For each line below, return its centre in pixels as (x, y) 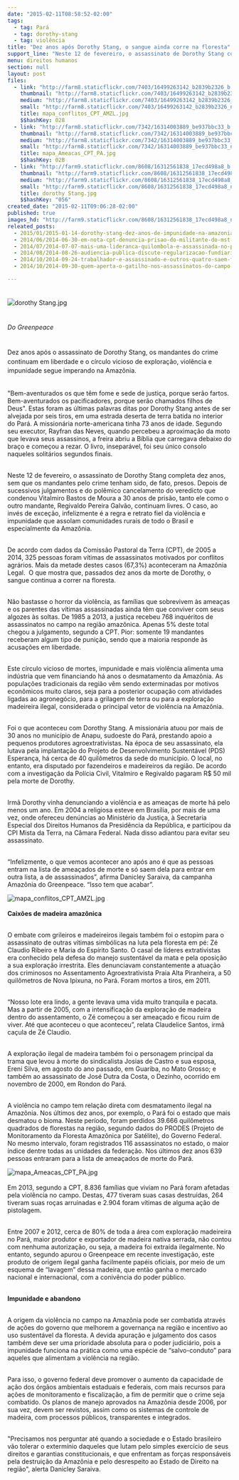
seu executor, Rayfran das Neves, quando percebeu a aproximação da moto (119, 431)
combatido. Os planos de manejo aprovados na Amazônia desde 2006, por (117, 1402)
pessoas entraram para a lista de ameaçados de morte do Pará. (101, 1159)
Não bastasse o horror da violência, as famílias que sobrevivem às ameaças (119, 602)
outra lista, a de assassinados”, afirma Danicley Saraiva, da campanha (110, 877)
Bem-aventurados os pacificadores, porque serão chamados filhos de (110, 401)
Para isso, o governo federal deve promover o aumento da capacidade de (116, 1379)
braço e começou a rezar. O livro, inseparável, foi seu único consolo (107, 446)
